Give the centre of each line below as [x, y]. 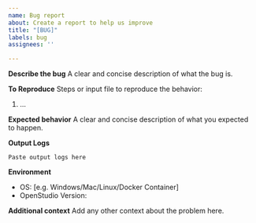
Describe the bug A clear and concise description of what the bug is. [121, 74]
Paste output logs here [47, 158]
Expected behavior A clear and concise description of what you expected [128, 119]
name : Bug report [37, 15]
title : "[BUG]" [33, 30]
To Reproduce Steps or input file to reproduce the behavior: [106, 89]
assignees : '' [32, 45]
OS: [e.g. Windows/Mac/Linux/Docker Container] [99, 187]
